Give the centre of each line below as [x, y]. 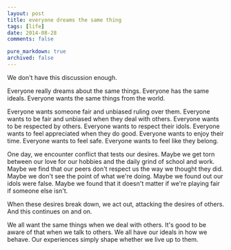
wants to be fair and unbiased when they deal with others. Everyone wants [113, 118]
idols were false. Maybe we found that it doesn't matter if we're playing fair [114, 183]
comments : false [30, 39]
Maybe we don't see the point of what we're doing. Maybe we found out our [115, 176]
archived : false [30, 58]
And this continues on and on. [50, 211]
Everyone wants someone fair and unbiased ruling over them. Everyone [109, 112]
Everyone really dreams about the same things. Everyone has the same [108, 91]
